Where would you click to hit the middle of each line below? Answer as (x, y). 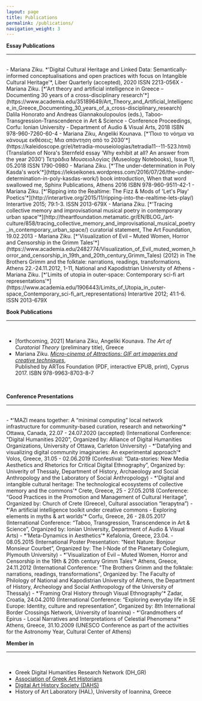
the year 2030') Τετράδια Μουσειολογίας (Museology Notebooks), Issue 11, (101, 159)
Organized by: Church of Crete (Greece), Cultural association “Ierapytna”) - (99, 504)
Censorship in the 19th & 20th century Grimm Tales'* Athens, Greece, (92, 561)
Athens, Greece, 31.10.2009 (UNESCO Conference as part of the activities (97, 626)
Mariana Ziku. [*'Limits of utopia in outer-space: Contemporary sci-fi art (95, 274)
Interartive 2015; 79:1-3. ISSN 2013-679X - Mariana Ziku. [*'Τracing (90, 204)
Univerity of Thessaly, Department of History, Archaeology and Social (93, 472)
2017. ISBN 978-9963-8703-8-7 (54, 373)
